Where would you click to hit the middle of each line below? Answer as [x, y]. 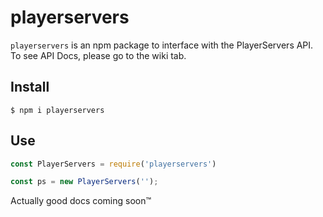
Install [30, 87]
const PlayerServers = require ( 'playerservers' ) [113, 164]
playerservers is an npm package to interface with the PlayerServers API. [162, 45]
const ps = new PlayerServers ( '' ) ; [84, 182]
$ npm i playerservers [57, 110]
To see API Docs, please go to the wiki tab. [98, 55]
